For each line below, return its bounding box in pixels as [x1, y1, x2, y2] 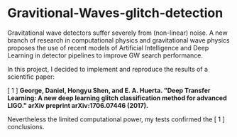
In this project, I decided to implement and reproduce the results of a [7, 65, 208, 73]
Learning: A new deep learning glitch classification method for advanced [7, 94, 227, 102]
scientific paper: [7, 72, 55, 81]
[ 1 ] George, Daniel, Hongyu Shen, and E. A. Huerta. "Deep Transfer [7, 86, 211, 94]
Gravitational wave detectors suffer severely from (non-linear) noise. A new [7, 28, 228, 37]
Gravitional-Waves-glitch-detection [7, 5, 224, 21]
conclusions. [7, 122, 45, 131]
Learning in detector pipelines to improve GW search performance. [7, 51, 204, 60]
